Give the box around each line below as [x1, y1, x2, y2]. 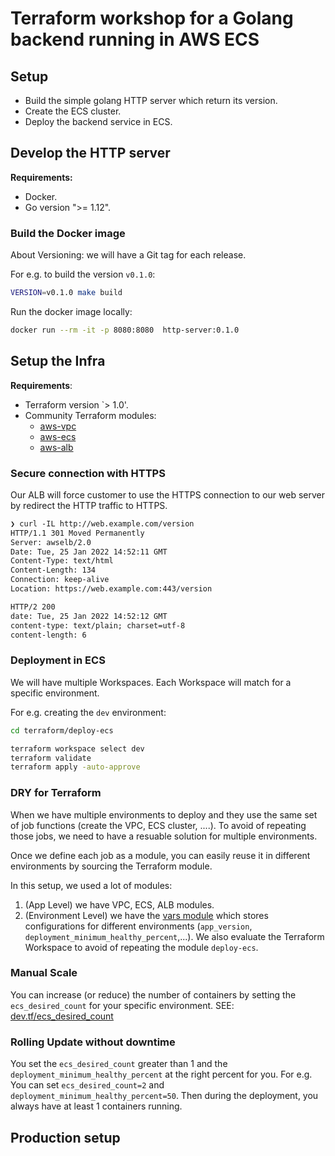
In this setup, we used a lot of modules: [10, 879, 173, 891]
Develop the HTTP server [10, 145, 171, 162]
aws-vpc [39, 420, 77, 432]
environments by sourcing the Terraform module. [10, 860, 213, 872]
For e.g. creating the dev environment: [10, 706, 167, 718]
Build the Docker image [10, 226, 126, 240]
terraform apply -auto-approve [10, 762, 141, 772]
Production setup [10, 1129, 121, 1146]
